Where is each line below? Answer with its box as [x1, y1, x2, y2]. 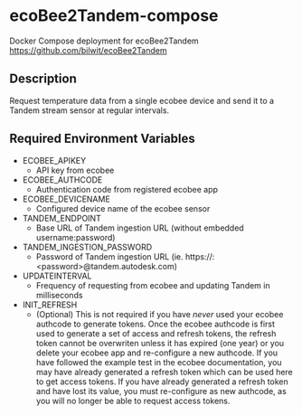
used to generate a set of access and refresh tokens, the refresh [35, 327, 277, 339]
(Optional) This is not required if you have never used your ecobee [35, 308, 284, 319]
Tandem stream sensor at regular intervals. [9, 105, 170, 116]
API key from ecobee [35, 165, 115, 175]
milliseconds [35, 289, 83, 300]
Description [9, 71, 77, 87]
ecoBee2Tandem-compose [9, 5, 219, 26]
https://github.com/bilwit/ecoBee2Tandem [9, 44, 167, 55]
